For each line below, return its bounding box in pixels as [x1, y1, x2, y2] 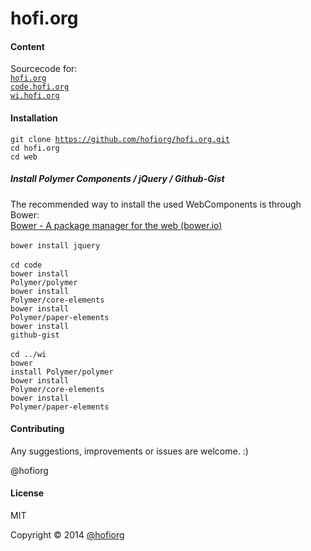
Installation [10, 112, 58, 124]
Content [10, 40, 45, 52]
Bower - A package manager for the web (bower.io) [10, 219, 223, 231]
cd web [10, 152, 38, 162]
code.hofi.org [10, 82, 70, 92]
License [10, 487, 45, 499]
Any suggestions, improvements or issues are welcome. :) [10, 445, 249, 457]
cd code [10, 260, 43, 270]
